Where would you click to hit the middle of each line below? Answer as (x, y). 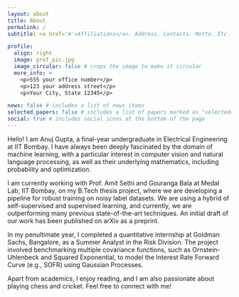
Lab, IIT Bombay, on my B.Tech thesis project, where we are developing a (115, 190)
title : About (27, 21)
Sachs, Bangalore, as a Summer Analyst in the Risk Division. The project (113, 242)
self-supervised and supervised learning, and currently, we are (100, 205)
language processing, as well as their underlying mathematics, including (113, 161)
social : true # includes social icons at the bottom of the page (106, 119)
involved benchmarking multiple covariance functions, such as (99, 249)
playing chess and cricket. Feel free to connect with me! (90, 286)
